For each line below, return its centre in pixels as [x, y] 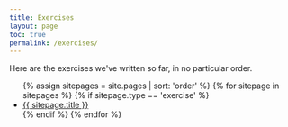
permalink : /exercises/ [54, 43]
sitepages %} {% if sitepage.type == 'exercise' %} [116, 95]
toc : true [28, 34]
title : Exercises [42, 18]
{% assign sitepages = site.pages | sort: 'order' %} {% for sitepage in [151, 86]
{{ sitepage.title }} [55, 105]
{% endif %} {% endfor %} [72, 114]
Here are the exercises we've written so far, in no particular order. [131, 68]
